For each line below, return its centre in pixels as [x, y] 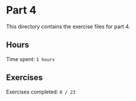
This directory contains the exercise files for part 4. [68, 26]
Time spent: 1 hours [30, 59]
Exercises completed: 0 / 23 [41, 92]
